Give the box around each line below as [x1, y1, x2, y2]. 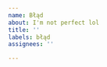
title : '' [8, 26, 41, 33]
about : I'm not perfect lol [8, 19, 100, 26]
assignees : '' [8, 41, 55, 48]
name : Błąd [8, 11, 44, 19]
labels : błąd [8, 33, 51, 41]
